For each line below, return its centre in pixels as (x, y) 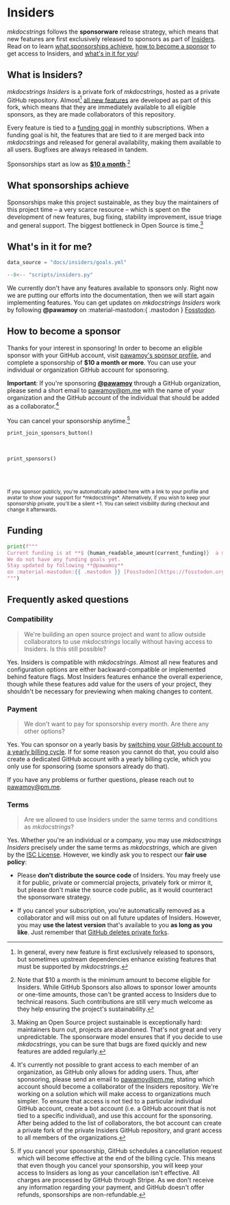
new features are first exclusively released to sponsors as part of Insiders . (112, 38)
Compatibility (30, 619)
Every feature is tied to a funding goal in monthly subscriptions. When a (108, 128)
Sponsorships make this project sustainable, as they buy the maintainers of (113, 202)
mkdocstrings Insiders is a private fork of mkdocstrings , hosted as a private (114, 91)
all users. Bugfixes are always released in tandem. (78, 150)
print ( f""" (23, 547)
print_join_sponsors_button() (50, 433)
